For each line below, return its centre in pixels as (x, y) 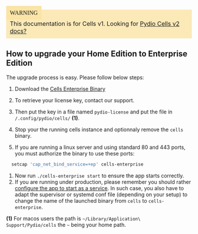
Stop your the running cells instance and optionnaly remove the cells (99, 129)
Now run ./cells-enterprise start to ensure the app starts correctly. (99, 175)
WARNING (24, 13)
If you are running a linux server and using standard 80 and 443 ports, (100, 147)
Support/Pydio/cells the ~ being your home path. (66, 225)
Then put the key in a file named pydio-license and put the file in (93, 112)
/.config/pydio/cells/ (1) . (47, 118)
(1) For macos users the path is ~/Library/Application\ (73, 218)
